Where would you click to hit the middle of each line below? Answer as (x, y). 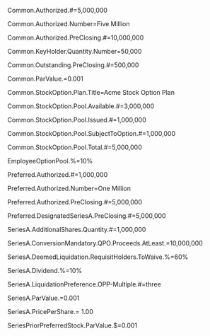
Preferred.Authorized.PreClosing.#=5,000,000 (75, 202)
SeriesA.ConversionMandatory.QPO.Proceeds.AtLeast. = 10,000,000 (105, 243)
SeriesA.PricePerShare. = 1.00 (50, 312)
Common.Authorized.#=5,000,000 (58, 10)
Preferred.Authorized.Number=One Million (69, 188)
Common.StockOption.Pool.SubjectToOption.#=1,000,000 (91, 133)
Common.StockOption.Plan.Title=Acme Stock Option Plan (91, 92)
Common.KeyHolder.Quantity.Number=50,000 (75, 51)
